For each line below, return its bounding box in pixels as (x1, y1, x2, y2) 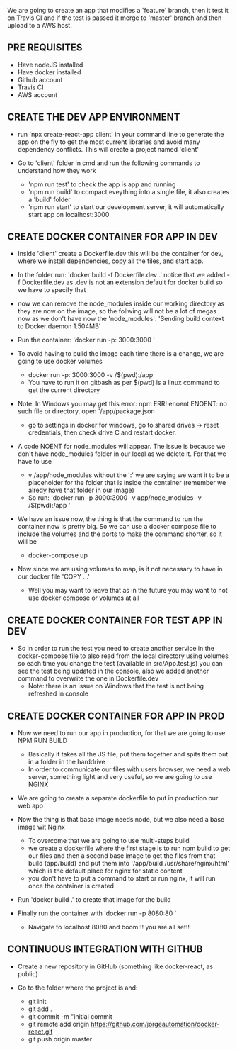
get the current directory (28, 386, 100, 394)
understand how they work (17, 166, 97, 174)
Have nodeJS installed (17, 60, 83, 69)
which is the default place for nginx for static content (28, 866, 183, 875)
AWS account (17, 90, 58, 99)
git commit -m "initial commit (28, 1012, 113, 1020)
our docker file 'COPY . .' (17, 572, 91, 581)
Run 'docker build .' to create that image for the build (17, 895, 171, 904)
